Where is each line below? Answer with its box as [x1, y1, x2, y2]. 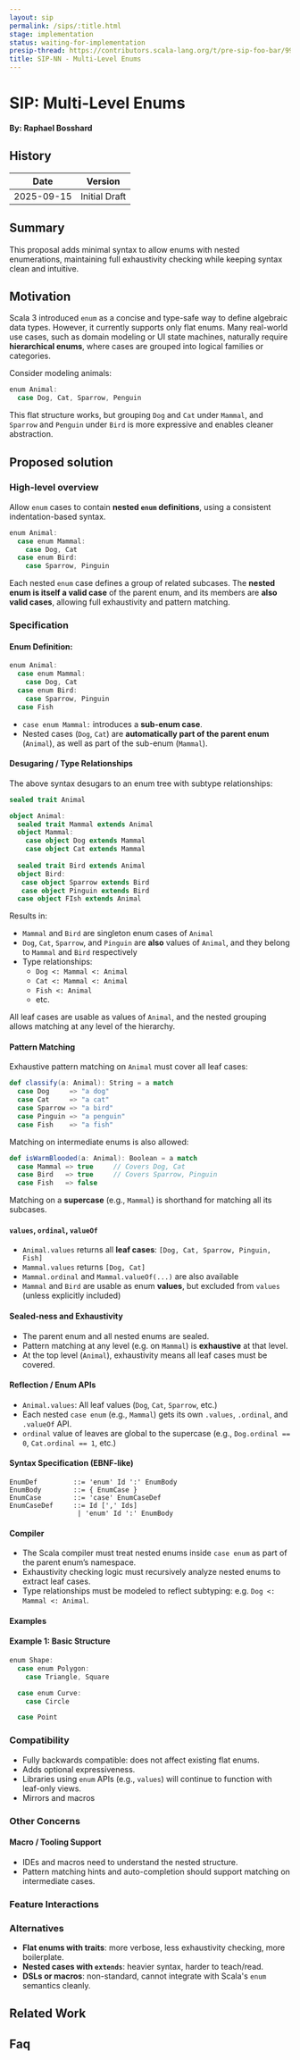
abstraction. [9, 429, 54, 440]
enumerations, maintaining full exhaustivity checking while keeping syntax [9, 254, 283, 264]
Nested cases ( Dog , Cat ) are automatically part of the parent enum [21, 728, 270, 739]
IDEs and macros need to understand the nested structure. [21, 1856, 238, 1867]
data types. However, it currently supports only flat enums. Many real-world [9, 322, 288, 333]
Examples [9, 1615, 47, 1626]
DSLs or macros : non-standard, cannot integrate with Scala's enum [21, 1971, 267, 1981]
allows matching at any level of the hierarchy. [9, 1021, 176, 1032]
